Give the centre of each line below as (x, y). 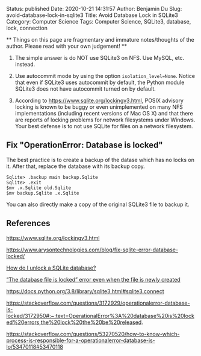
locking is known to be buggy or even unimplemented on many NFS (99, 107)
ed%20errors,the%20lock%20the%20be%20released (74, 322)
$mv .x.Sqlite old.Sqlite (39, 188)
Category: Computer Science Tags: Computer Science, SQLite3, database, (99, 21)
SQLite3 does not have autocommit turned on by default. (85, 89)
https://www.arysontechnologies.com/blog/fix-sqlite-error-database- (92, 250)
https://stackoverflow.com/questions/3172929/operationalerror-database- (98, 303)
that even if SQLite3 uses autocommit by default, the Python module (100, 82)
